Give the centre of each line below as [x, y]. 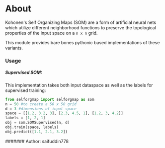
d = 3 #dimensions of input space [41, 109]
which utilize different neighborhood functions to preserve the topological [81, 27]
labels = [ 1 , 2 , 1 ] [25, 118]
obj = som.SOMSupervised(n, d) [38, 123]
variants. [14, 48]
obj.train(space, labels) [32, 127]
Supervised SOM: [24, 73]
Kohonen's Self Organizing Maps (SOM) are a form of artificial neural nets [81, 22]
